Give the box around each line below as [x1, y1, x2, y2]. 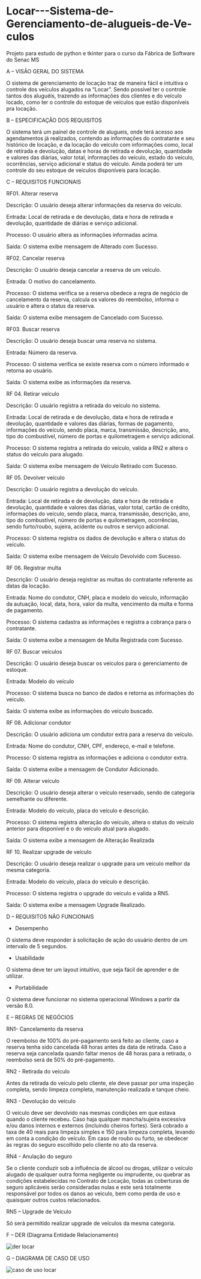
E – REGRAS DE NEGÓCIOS [6, 1013, 74, 1020]
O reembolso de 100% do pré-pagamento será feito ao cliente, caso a [6, 1037, 179, 1044]
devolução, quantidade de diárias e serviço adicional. [6, 219, 138, 227]
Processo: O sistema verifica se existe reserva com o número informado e [6, 360, 190, 367]
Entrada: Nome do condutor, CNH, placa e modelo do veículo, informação [6, 593, 188, 601]
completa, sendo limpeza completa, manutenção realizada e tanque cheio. [6, 1085, 191, 1093]
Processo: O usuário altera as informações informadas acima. [6, 231, 159, 238]
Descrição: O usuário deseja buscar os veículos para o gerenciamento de [6, 660, 188, 667]
